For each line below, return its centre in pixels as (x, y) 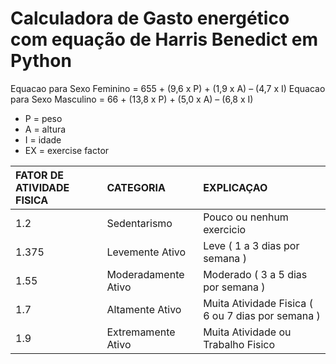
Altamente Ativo (144, 309)
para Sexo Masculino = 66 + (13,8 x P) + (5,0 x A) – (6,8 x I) (132, 99)
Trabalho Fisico (239, 344)
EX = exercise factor (67, 150)
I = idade (43, 139)
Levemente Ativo (146, 252)
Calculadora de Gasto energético (150, 18)
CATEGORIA (136, 187)
